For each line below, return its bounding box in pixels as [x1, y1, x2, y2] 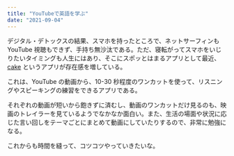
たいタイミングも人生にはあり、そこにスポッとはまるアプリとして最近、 [13, 53, 221, 62]
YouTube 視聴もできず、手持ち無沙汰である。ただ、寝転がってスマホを [7, 45, 210, 53]
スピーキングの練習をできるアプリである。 [19, 86, 141, 94]
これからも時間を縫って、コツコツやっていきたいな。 [7, 141, 159, 150]
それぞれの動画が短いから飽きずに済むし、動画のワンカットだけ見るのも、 [7, 101, 221, 109]
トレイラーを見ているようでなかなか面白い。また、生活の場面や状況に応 [19, 109, 227, 118]
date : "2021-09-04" [7, 17, 64, 24]
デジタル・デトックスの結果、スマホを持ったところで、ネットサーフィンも [7, 36, 220, 45]
